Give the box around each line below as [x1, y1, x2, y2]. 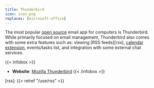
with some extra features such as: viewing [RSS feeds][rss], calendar [5, 40, 144, 45]
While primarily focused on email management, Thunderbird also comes [5, 34, 150, 40]
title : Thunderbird [5, 7, 45, 12]
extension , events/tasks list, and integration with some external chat [5, 44, 141, 51]
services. [5, 50, 23, 56]
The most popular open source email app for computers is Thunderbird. [5, 29, 149, 35]
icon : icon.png [5, 12, 36, 16]
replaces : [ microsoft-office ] [5, 16, 67, 21]
